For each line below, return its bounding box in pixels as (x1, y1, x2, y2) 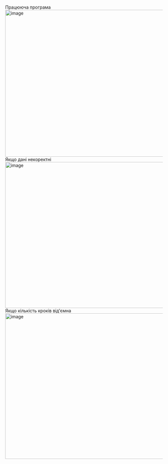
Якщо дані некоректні (5, 156, 51, 162)
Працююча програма (5, 5, 51, 10)
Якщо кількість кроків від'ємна (5, 308, 71, 314)
